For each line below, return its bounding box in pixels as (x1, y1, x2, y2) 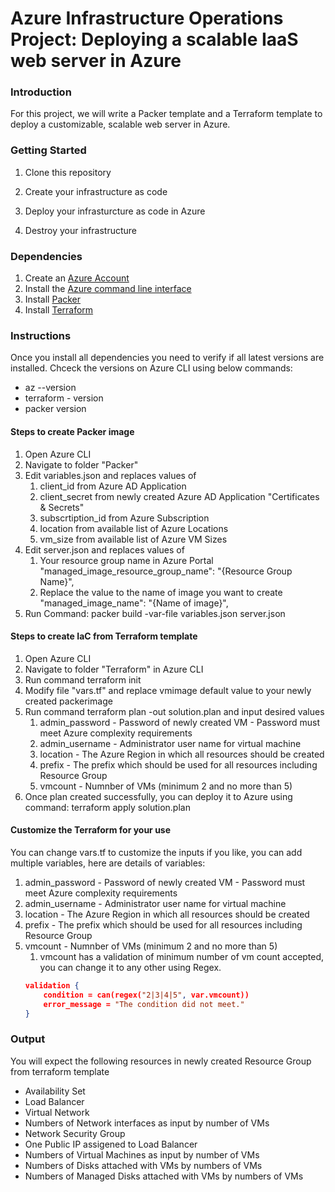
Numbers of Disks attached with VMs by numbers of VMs (24, 1159, 263, 1171)
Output (10, 1032, 46, 1046)
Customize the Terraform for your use (10, 824, 172, 836)
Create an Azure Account (24, 272, 130, 284)
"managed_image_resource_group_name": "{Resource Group (39, 565, 293, 577)
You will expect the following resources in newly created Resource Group (10, 1055, 312, 1067)
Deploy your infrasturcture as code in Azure (24, 205, 206, 217)
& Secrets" (39, 501, 85, 513)
